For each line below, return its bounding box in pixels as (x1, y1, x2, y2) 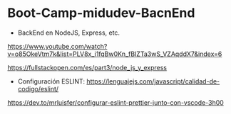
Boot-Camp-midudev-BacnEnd (7, 5, 195, 21)
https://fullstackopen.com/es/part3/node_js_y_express (7, 63, 168, 72)
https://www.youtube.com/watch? (7, 42, 108, 50)
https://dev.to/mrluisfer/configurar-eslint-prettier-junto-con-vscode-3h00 (7, 98, 225, 107)
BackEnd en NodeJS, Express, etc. (17, 28, 120, 37)
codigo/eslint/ (17, 84, 59, 93)
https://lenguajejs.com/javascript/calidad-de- (86, 76, 220, 86)
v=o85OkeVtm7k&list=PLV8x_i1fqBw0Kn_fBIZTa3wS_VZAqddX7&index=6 (7, 50, 222, 58)
